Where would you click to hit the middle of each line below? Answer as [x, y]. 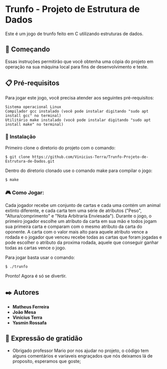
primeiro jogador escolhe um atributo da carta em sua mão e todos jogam [81, 221]
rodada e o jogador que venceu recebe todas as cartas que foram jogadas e [84, 237]
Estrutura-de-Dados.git [30, 161]
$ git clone [17, 157]
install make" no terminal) [34, 124]
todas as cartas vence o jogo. [36, 248]
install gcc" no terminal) [33, 115]
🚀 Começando [27, 49]
